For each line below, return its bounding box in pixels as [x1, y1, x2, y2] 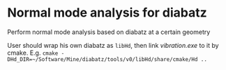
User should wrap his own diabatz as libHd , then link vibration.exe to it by [7, 41, 219, 49]
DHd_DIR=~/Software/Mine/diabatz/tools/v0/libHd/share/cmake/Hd [7, 55, 198, 63]
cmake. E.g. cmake [7, 49, 59, 57]
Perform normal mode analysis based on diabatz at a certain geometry [7, 28, 211, 36]
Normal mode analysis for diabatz [7, 5, 207, 21]
